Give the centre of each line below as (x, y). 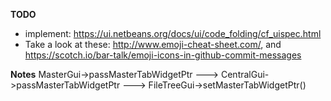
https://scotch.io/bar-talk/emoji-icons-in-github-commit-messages (163, 55)
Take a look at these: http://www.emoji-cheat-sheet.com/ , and (153, 44)
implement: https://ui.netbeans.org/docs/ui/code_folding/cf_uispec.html (173, 33)
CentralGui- (245, 74)
